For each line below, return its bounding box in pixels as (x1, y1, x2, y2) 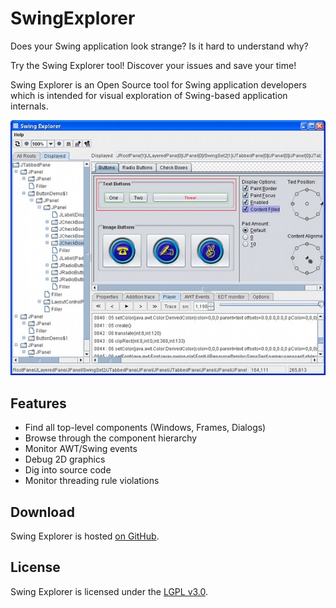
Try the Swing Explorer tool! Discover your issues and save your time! (10, 59, 297, 71)
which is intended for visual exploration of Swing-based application (10, 89, 288, 101)
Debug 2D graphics (24, 453, 106, 466)
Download (10, 503, 75, 521)
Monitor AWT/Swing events (24, 443, 138, 455)
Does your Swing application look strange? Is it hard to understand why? (10, 40, 309, 52)
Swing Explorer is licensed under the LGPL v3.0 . (10, 585, 209, 597)
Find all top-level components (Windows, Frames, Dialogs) (24, 422, 267, 434)
